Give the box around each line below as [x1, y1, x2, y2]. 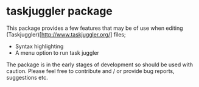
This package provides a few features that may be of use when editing [6, 24, 184, 32]
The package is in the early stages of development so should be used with [6, 61, 194, 68]
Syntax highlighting [15, 43, 64, 50]
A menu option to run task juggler [15, 49, 99, 56]
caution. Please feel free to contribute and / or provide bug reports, [6, 67, 175, 74]
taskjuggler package [6, 4, 113, 18]
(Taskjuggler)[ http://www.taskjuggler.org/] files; [6, 30, 126, 38]
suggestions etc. [6, 74, 48, 81]
